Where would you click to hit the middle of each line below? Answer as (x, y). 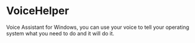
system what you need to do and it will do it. (60, 33)
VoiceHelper (38, 11)
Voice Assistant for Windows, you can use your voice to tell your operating (98, 27)
